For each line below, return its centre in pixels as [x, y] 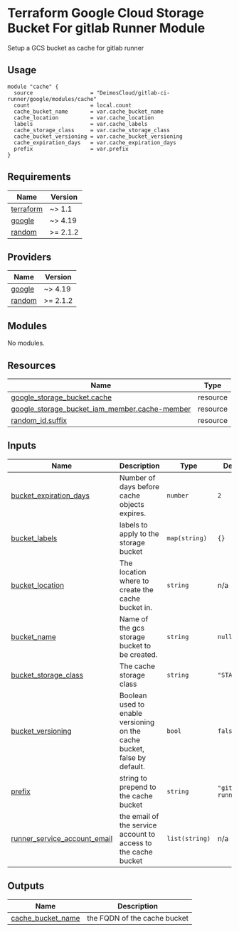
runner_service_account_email [62, 838]
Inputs [22, 446]
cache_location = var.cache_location [84, 118]
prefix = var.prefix [71, 149]
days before [140, 486]
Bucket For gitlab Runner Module [106, 28]
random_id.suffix [39, 421]
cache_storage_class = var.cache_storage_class [92, 130]
